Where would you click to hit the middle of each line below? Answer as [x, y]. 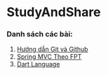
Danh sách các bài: [40, 34]
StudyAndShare [54, 12]
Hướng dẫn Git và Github [52, 49]
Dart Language [38, 64]
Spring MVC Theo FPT [49, 57]
